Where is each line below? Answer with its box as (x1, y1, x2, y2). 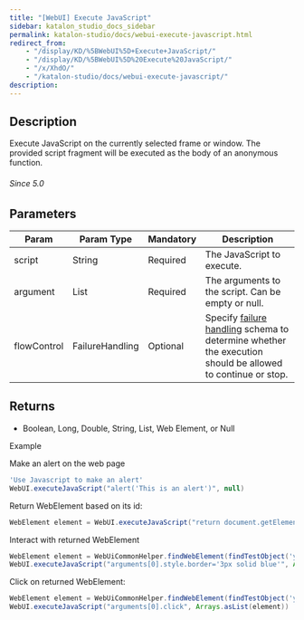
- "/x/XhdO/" (25, 64, 75, 73)
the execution (204, 346, 264, 358)
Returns (9, 399, 56, 415)
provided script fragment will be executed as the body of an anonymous (9, 148, 279, 158)
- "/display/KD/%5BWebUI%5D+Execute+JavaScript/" (25, 47, 217, 56)
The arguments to (204, 274, 281, 287)
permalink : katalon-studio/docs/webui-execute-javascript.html (9, 30, 253, 39)
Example (9, 440, 43, 451)
